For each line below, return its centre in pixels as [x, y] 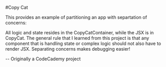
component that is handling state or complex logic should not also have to [83, 43]
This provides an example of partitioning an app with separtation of [76, 17]
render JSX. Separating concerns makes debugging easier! [68, 49]
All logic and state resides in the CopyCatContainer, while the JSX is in [80, 32]
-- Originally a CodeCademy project [43, 59]
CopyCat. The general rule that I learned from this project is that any [77, 38]
